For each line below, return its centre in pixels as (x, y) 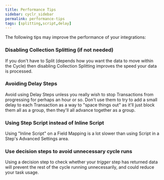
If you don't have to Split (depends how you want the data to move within (79, 61)
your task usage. (22, 173)
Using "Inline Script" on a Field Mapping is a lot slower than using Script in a (82, 133)
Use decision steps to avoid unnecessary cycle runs (69, 152)
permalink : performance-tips (35, 19)
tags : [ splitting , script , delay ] (38, 23)
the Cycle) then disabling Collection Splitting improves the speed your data (81, 66)
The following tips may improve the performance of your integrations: (76, 37)
